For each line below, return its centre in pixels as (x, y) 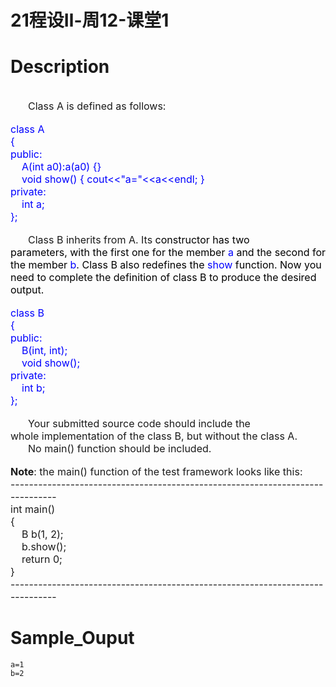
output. (27, 290)
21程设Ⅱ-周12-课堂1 (90, 20)
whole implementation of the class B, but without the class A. (154, 436)
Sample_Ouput (72, 638)
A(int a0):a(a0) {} (61, 167)
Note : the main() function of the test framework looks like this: (156, 472)
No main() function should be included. (120, 449)
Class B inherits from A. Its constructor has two (139, 240)
